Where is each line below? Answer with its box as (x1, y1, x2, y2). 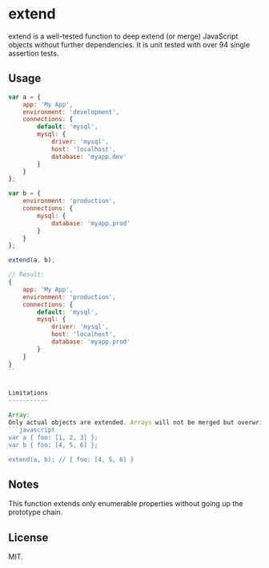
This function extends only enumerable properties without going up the (8, 499, 243, 509)
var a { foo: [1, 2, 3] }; (8, 433, 98, 441)
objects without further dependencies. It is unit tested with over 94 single (8, 39, 251, 49)
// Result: (8, 270, 45, 279)
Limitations (8, 389, 48, 397)
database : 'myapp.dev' (50, 152, 127, 160)
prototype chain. (8, 507, 63, 517)
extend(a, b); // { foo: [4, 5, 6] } (8, 455, 134, 464)
